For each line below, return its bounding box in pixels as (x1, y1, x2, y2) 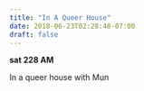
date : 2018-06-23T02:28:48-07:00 (9, 22, 136, 31)
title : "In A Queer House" (9, 13, 111, 23)
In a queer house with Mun (9, 72, 110, 83)
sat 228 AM (9, 55, 54, 66)
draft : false (9, 30, 59, 39)
